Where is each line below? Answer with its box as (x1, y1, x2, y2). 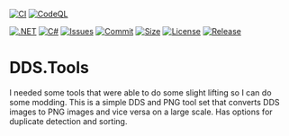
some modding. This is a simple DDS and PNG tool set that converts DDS (9, 96, 280, 107)
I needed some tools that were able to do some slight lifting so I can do (9, 86, 272, 98)
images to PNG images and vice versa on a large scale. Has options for (9, 106, 273, 117)
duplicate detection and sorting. (9, 115, 128, 126)
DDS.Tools (9, 58, 90, 78)
